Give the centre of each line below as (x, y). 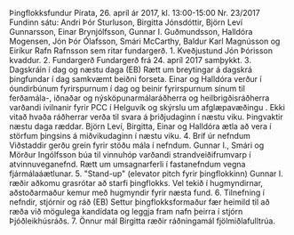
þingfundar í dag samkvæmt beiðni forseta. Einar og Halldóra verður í (135, 79)
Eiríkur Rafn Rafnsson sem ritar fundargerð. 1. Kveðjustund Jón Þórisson (141, 51)
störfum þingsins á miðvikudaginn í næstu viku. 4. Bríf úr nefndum (130, 136)
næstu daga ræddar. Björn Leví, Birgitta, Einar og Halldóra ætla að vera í (140, 126)
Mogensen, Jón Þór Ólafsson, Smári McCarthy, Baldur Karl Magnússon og (145, 41)
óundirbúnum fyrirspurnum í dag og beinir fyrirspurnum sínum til (127, 89)
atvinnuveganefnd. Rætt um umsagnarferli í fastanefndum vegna (127, 164)
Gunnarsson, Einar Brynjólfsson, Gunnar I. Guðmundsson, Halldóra (131, 32)
